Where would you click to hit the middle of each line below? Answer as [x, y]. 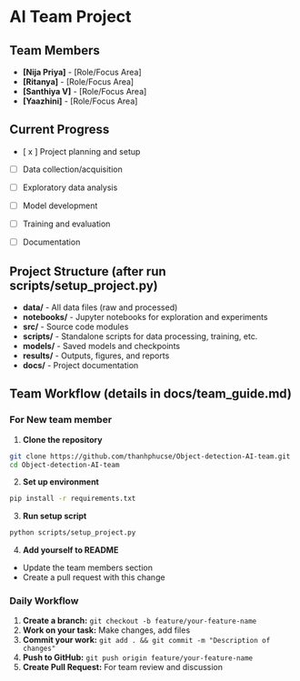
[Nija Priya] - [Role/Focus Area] [82, 72]
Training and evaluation [66, 224]
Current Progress [60, 130]
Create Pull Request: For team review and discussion [122, 667]
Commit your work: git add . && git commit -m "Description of [146, 640]
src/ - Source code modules [75, 326]
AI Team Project [70, 17]
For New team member [60, 420]
